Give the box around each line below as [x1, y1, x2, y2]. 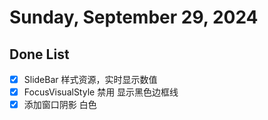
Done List [9, 46, 70, 63]
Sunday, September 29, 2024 [9, 6, 259, 29]
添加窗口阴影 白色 [23, 99, 97, 111]
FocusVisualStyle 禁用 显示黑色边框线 [23, 86, 179, 98]
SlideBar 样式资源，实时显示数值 [23, 74, 158, 85]
